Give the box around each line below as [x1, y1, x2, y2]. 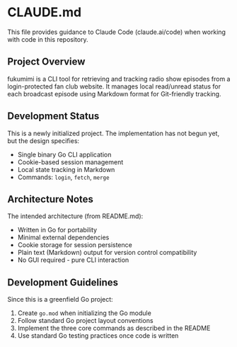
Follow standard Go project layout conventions [17, 317, 154, 325]
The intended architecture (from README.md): [7, 212, 144, 220]
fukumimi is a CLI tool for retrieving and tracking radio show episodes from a [7, 74, 231, 83]
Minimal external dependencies [17, 233, 110, 241]
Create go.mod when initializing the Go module [17, 309, 152, 317]
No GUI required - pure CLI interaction [17, 256, 129, 264]
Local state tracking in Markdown [17, 165, 115, 173]
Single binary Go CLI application [17, 150, 112, 159]
